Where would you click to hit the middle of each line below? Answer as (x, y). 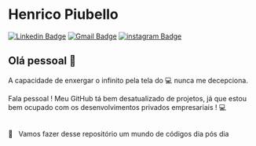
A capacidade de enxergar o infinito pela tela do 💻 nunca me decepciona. (128, 80)
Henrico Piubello (64, 15)
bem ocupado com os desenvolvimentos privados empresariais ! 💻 (117, 107)
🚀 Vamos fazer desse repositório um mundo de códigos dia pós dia (119, 133)
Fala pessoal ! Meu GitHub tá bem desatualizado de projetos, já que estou (128, 98)
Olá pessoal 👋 (42, 61)
